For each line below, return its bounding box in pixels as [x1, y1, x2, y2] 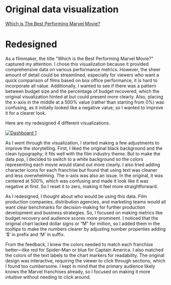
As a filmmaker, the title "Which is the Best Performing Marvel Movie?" [5, 55, 154, 62]
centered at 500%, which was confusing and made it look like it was [5, 178, 149, 184]
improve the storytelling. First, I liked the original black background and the [5, 145, 163, 151]
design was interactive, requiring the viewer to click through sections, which [5, 257, 166, 263]
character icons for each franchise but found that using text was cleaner [5, 167, 158, 173]
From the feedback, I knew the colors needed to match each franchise [5, 241, 153, 247]
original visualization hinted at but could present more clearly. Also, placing [5, 93, 163, 99]
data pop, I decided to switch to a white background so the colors [5, 156, 143, 162]
